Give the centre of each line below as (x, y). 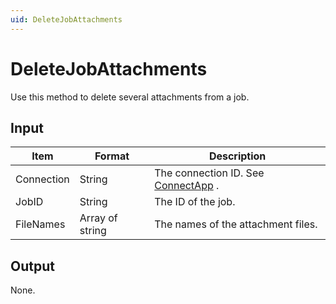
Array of (98, 218)
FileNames (40, 224)
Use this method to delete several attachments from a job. (130, 97)
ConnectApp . (187, 186)
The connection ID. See (209, 173)
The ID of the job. (195, 202)
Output (32, 266)
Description (237, 156)
